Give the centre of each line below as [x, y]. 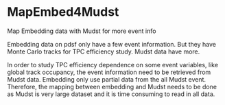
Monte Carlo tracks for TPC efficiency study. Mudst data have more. [104, 51]
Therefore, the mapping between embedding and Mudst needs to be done [112, 86]
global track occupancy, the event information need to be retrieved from [109, 72]
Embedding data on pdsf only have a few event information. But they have [111, 44]
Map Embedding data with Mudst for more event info [82, 31]
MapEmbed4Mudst [63, 12]
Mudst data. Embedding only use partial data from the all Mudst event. [107, 79]
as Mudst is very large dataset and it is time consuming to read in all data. [111, 94]
